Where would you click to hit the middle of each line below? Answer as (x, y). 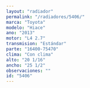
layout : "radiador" (30, 11)
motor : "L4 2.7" (26, 38)
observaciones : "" (28, 71)
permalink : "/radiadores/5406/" (45, 17)
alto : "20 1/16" (26, 60)
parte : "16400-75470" (32, 49)
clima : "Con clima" (30, 54)
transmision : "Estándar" (36, 44)
